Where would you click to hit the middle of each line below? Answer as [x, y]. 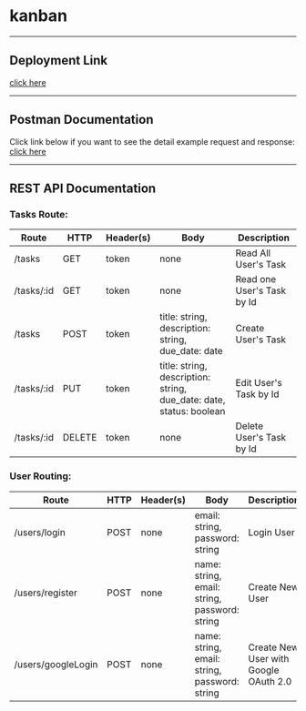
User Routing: [41, 476]
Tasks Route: [39, 214]
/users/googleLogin [56, 664]
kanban [39, 16]
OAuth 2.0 [270, 681]
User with [269, 658]
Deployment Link [58, 61]
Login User [272, 532]
